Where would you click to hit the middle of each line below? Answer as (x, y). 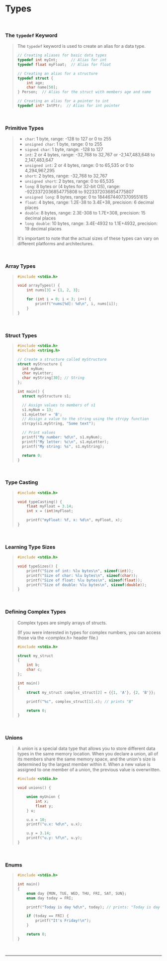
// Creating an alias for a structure (57, 73)
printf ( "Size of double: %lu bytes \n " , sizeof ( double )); (87, 585)
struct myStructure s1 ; (46, 396)
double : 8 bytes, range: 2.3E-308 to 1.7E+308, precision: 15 (85, 213)
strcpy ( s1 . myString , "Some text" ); (59, 424)
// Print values (39, 433)
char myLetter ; (38, 373)
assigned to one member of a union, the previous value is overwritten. (89, 770)
